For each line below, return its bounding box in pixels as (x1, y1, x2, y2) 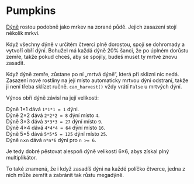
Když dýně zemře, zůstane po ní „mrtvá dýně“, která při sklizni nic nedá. (6, 70, 179, 77)
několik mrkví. (6, 29, 40, 36)
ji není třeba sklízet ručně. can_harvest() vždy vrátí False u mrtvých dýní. (6, 83, 182, 90)
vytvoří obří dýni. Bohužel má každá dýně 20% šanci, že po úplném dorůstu (6, 47, 189, 54)
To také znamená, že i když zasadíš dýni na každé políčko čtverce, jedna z (6, 165, 186, 172)
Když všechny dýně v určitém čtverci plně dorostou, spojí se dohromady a (6, 41, 185, 48)
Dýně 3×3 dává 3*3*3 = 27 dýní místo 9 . (6, 118, 103, 125)
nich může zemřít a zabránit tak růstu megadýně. (6, 171, 124, 178)
